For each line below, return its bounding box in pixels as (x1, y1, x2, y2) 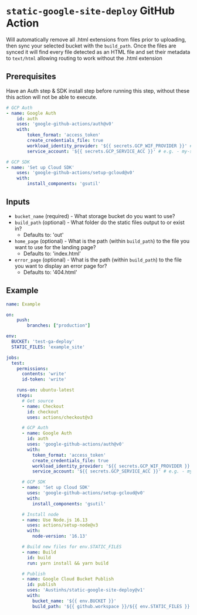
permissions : (16, 365, 49, 372)
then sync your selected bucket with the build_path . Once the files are (6, 42, 177, 49)
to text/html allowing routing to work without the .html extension (6, 55, 162, 62)
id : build (27, 555, 51, 560)
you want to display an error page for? (14, 262, 107, 269)
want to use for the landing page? (14, 243, 96, 250)
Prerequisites (6, 72, 56, 81)
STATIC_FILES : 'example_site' (11, 344, 85, 350)
